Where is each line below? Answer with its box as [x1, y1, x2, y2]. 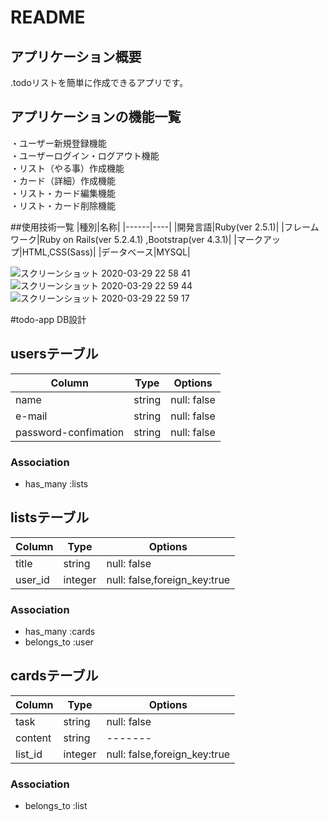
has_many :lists [24, 477, 89, 490]
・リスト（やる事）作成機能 [10, 162, 125, 174]
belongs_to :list [24, 800, 88, 812]
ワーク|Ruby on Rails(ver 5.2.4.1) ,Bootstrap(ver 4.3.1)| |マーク [10, 233, 263, 245]
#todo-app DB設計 [10, 313, 87, 325]
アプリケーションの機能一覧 [10, 109, 182, 126]
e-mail [15, 409, 48, 423]
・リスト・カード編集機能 [10, 187, 116, 199]
